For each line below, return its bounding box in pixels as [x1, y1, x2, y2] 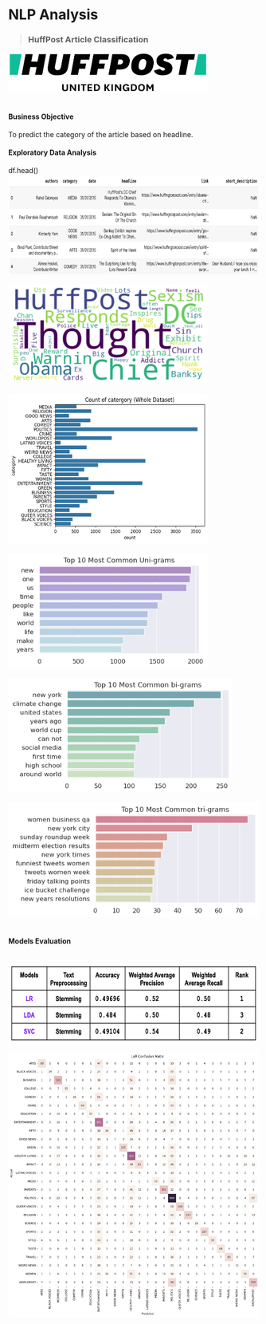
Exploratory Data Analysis [8, 148, 97, 157]
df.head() [8, 165, 39, 175]
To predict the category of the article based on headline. [8, 129, 194, 139]
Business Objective [8, 112, 74, 121]
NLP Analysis [8, 6, 99, 24]
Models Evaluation [8, 936, 72, 946]
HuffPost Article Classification [27, 34, 149, 45]
